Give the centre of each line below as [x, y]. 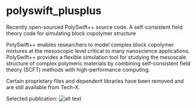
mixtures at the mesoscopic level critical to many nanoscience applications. [98, 50]
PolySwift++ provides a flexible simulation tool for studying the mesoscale [96, 57]
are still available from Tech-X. [43, 87]
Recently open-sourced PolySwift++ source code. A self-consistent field [94, 27]
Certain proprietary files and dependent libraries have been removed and [95, 81]
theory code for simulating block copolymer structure [71, 33]
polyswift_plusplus [54, 11]
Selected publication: [32, 99]
